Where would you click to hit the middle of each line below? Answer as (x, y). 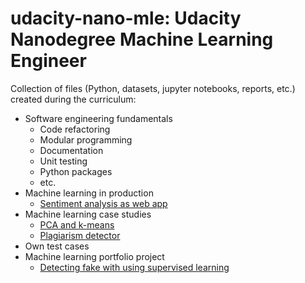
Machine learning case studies (88, 214)
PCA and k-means (77, 224)
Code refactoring (75, 129)
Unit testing (63, 161)
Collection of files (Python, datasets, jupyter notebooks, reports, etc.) (153, 88)
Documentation (71, 150)
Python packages (76, 171)
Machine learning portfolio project (94, 256)
